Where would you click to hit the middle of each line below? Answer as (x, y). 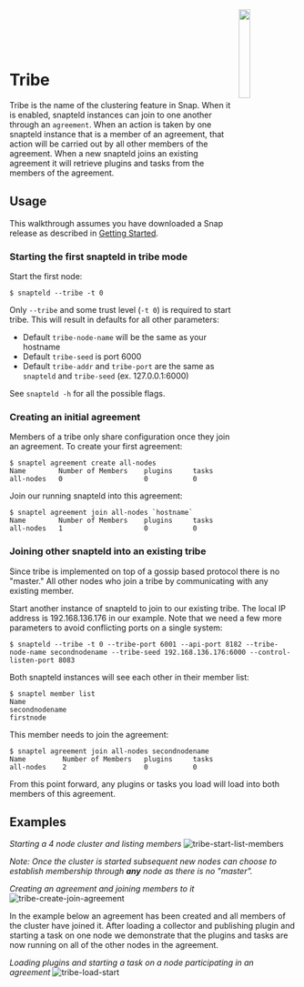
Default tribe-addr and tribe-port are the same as (118, 367)
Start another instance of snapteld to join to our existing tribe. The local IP (148, 608)
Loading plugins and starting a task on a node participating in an (132, 962)
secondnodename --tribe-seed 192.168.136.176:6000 (148, 652)
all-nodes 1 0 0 (103, 529)
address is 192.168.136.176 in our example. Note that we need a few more (146, 618)
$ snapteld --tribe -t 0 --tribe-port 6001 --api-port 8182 (126, 644)
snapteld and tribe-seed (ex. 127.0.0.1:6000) (106, 376)
